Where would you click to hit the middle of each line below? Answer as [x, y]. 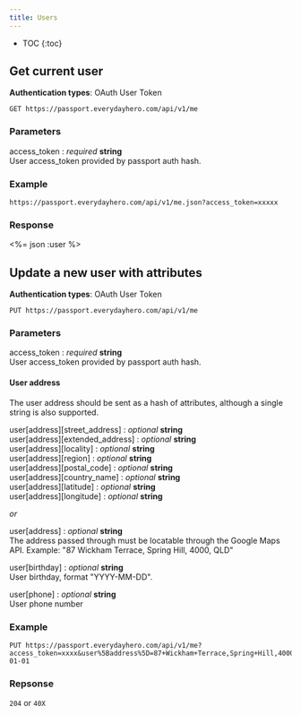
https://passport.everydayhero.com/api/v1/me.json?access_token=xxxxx [144, 202]
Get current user [56, 71]
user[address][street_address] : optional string [96, 429]
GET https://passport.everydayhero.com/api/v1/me [104, 109]
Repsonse [31, 684]
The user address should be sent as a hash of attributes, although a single [146, 402]
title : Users [34, 17]
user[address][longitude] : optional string [86, 496]
